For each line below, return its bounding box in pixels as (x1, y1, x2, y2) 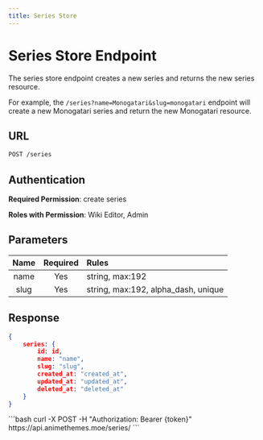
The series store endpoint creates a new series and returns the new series (8, 73, 255, 83)
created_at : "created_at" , (37, 370, 128, 379)
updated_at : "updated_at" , (37, 377, 128, 385)
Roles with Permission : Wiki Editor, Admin (8, 210, 149, 220)
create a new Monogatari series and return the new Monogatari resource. (8, 106, 252, 115)
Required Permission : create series (8, 194, 127, 204)
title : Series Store (8, 11, 78, 20)
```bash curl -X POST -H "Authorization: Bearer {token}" (8, 414, 193, 424)
